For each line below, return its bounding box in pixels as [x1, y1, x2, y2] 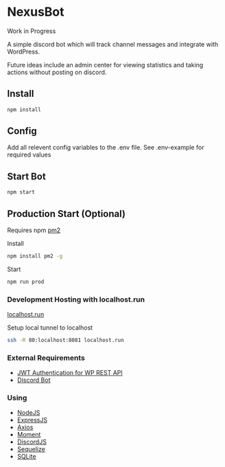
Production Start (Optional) [7, 207, 126, 220]
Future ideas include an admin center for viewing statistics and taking [7, 60, 204, 69]
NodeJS [16, 409, 40, 417]
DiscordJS [16, 437, 47, 446]
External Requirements [7, 353, 86, 363]
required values [7, 150, 51, 159]
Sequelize [16, 445, 46, 453]
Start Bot [7, 170, 46, 182]
